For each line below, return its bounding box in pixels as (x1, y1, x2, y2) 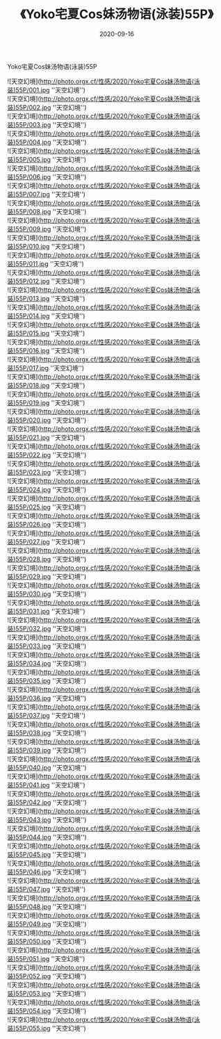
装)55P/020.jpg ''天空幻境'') (7, 416, 87, 424)
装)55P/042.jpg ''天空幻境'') (7, 798, 87, 806)
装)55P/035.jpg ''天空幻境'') (7, 676, 87, 685)
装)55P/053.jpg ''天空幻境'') (7, 989, 87, 997)
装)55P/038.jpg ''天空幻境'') (7, 728, 87, 737)
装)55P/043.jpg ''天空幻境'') (7, 815, 87, 824)
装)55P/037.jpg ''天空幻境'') (7, 711, 85, 719)
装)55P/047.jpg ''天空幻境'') (7, 885, 86, 893)
